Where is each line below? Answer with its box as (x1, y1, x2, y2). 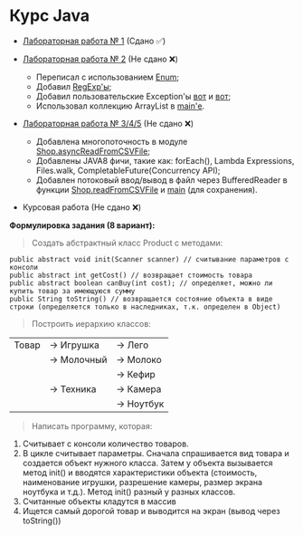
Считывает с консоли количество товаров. (22, 438, 189, 449)
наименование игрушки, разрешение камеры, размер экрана (22, 476, 263, 487)
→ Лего (116, 339, 149, 351)
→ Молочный (49, 353, 108, 366)
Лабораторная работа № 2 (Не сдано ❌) (22, 53, 179, 64)
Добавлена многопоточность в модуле (35, 136, 188, 147)
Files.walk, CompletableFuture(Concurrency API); (35, 165, 221, 176)
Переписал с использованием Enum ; (35, 72, 180, 82)
